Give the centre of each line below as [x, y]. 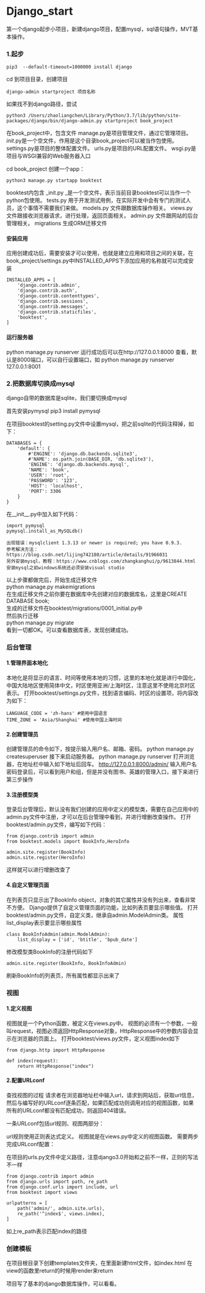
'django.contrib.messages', [53, 307]
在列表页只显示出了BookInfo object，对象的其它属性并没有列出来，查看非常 [101, 900]
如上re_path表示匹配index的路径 [47, 1231]
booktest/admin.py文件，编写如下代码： [57, 824]
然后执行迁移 [22, 615]
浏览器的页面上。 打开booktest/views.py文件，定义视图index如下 [98, 1039]
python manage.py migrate [40, 623]
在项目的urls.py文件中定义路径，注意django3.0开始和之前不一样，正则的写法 [102, 1157]
